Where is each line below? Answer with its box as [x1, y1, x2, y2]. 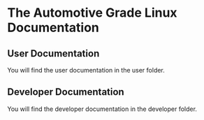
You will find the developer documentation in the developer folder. [7, 105, 198, 113]
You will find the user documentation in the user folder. [7, 66, 166, 74]
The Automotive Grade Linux [7, 5, 177, 21]
